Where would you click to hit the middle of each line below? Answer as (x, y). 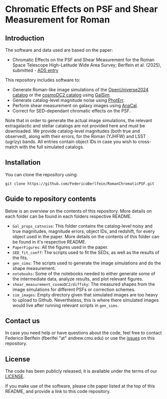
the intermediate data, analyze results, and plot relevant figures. (78, 279)
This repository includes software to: (43, 80)
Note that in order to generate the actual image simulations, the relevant (79, 120)
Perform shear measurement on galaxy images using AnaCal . (75, 105)
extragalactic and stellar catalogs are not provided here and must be (75, 126)
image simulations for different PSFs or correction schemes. (74, 289)
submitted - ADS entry (35, 70)
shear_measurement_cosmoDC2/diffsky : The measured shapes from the (83, 284)
